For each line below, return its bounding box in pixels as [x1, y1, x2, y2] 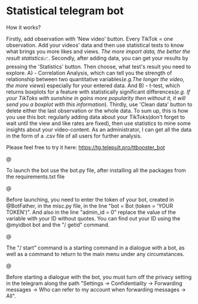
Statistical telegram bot [6, 4, 124, 18]
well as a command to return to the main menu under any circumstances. [6, 250, 185, 257]
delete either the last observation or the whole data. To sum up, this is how [6, 107, 189, 114]
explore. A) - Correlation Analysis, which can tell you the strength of [6, 69, 172, 76]
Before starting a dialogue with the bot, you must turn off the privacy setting [6, 273, 192, 280]
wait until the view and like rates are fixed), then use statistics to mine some [6, 120, 191, 127]
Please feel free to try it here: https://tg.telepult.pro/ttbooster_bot [6, 143, 165, 151]
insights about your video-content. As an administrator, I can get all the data [6, 126, 191, 133]
